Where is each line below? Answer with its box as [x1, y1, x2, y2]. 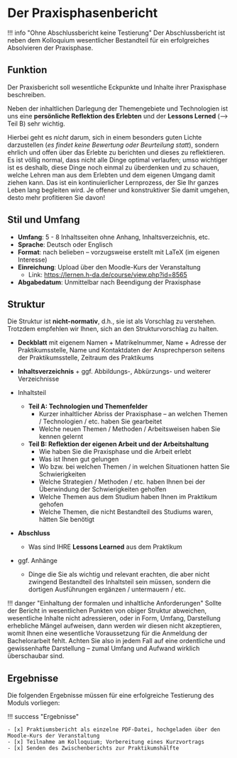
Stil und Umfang [7, 214, 80, 226]
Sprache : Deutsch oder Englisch [17, 240, 114, 249]
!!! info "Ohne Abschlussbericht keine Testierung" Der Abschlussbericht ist [7, 28, 226, 37]
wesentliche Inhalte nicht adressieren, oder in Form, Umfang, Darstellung [7, 614, 221, 623]
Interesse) [17, 255, 48, 264]
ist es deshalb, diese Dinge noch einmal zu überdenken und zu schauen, [7, 163, 220, 172]
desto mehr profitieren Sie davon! [7, 193, 105, 201]
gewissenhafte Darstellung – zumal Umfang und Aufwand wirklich [7, 644, 200, 653]
